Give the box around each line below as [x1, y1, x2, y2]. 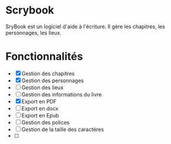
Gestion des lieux [21, 83, 64, 91]
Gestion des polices [21, 119, 70, 126]
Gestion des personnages [21, 77, 84, 84]
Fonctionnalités [5, 50, 83, 63]
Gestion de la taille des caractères [21, 126, 104, 133]
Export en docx [21, 105, 59, 112]
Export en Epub [21, 112, 59, 119]
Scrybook [5, 4, 54, 17]
